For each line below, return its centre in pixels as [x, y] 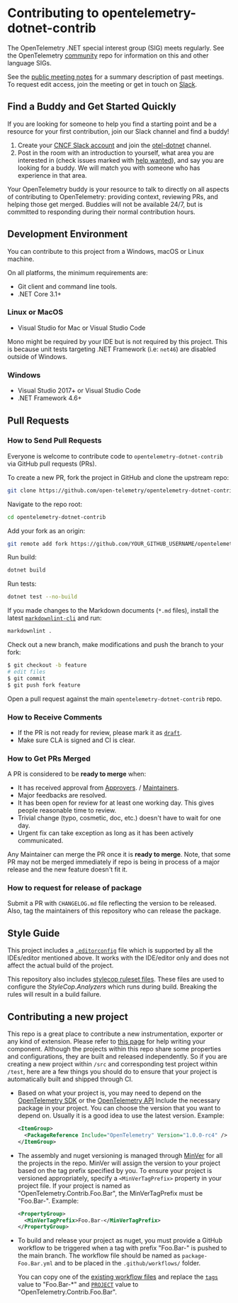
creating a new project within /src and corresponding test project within [113, 1064]
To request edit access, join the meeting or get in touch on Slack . [102, 84]
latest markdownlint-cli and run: [55, 618]
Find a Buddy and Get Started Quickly [92, 107]
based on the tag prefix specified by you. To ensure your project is [115, 1170]
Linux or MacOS [35, 312]
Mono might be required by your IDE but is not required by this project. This [118, 341]
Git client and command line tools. [67, 286]
